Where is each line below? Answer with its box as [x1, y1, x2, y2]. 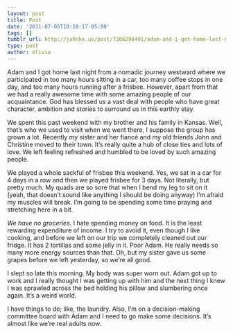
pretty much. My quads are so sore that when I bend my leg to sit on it [7, 183, 208, 191]
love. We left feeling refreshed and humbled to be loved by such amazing [7, 147, 216, 156]
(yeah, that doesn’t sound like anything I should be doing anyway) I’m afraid [7, 190, 224, 198]
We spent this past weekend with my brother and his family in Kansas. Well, [7, 118, 223, 126]
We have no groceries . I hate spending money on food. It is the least [7, 219, 202, 227]
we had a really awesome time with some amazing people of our [7, 89, 191, 98]
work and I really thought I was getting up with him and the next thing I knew [7, 276, 225, 284]
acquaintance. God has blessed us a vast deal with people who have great [7, 97, 220, 105]
